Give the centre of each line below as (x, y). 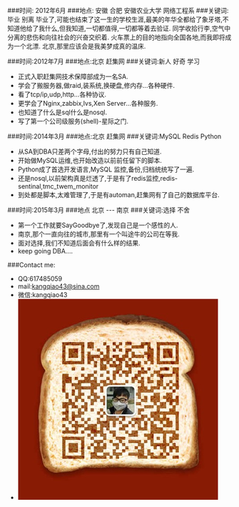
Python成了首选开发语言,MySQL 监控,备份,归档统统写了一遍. (106, 169)
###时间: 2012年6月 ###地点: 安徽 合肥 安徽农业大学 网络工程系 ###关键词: (118, 10)
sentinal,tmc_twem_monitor (58, 186)
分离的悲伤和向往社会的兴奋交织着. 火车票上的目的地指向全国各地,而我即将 (117, 37)
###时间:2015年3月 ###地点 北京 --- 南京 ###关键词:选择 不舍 (99, 210)
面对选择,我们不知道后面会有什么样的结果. (79, 243)
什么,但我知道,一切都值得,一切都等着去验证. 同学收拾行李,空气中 (138, 28)
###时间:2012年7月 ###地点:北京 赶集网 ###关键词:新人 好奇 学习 (104, 61)
